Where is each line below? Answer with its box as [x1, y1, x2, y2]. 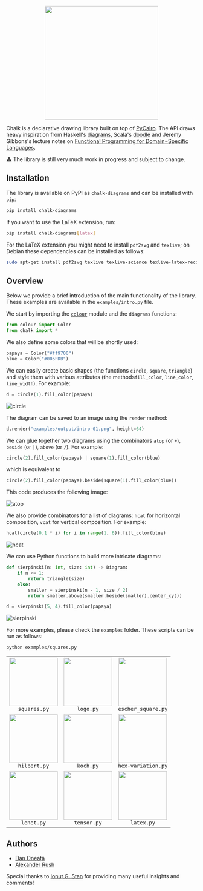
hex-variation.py [118, 763, 168, 769]
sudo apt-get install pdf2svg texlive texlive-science [6, 259, 147, 265]
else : [17, 581, 31, 588]
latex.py [130, 820, 156, 826]
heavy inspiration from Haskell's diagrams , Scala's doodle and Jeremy [6, 131, 182, 138]
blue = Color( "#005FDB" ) [6, 356, 69, 362]
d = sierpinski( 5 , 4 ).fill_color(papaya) [6, 603, 112, 610]
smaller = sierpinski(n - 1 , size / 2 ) [28, 587, 129, 593]
